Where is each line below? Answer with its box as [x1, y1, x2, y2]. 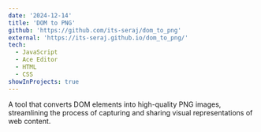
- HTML [15, 63, 37, 71]
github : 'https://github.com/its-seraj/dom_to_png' [8, 26, 181, 34]
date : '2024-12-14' [8, 11, 73, 20]
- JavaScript [15, 48, 58, 56]
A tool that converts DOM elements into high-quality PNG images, [8, 100, 222, 109]
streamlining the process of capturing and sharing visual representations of [8, 107, 253, 117]
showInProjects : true [8, 77, 80, 85]
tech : [8, 41, 26, 49]
